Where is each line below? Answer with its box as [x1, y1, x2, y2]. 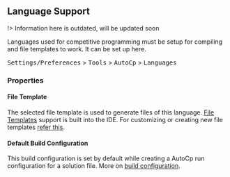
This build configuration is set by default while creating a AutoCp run [7, 154, 205, 162]
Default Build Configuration [7, 139, 89, 147]
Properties [7, 76, 44, 85]
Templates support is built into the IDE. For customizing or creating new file [7, 115, 223, 124]
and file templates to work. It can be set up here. [7, 44, 146, 53]
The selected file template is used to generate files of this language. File [7, 108, 215, 117]
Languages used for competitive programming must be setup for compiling [7, 37, 223, 46]
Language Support [7, 6, 91, 17]
